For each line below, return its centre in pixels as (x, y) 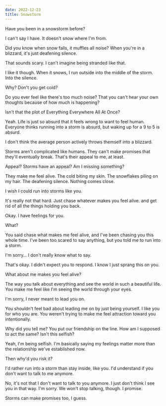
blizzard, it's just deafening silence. (41, 53)
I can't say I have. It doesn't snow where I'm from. (56, 38)
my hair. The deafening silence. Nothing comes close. (60, 181)
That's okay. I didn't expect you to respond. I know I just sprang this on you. (83, 265)
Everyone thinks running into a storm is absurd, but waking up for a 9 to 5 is (83, 127)
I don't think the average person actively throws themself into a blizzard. (79, 142)
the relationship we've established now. (45, 349)
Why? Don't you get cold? (31, 87)
